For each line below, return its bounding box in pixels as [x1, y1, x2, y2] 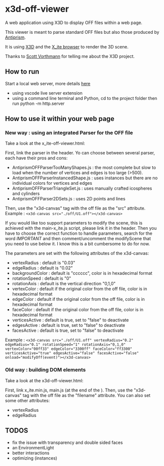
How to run [5, 68, 40, 76]
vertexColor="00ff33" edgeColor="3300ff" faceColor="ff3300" [5, 346, 133, 351]
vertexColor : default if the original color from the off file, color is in [12, 286, 147, 292]
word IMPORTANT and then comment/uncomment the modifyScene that [5, 236, 151, 242]
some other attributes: [5, 397, 50, 403]
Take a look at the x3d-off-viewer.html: [5, 377, 84, 383]
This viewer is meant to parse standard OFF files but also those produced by [5, 29, 160, 35]
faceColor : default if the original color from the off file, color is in [12, 307, 143, 313]
